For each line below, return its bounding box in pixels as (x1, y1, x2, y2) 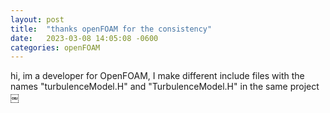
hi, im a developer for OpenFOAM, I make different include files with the (10, 70, 305, 82)
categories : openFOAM (10, 42, 101, 53)
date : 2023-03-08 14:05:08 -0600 (10, 33, 159, 43)
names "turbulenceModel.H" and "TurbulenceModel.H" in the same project (10, 81, 320, 93)
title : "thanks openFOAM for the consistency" (10, 24, 213, 34)
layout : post (10, 14, 65, 25)
